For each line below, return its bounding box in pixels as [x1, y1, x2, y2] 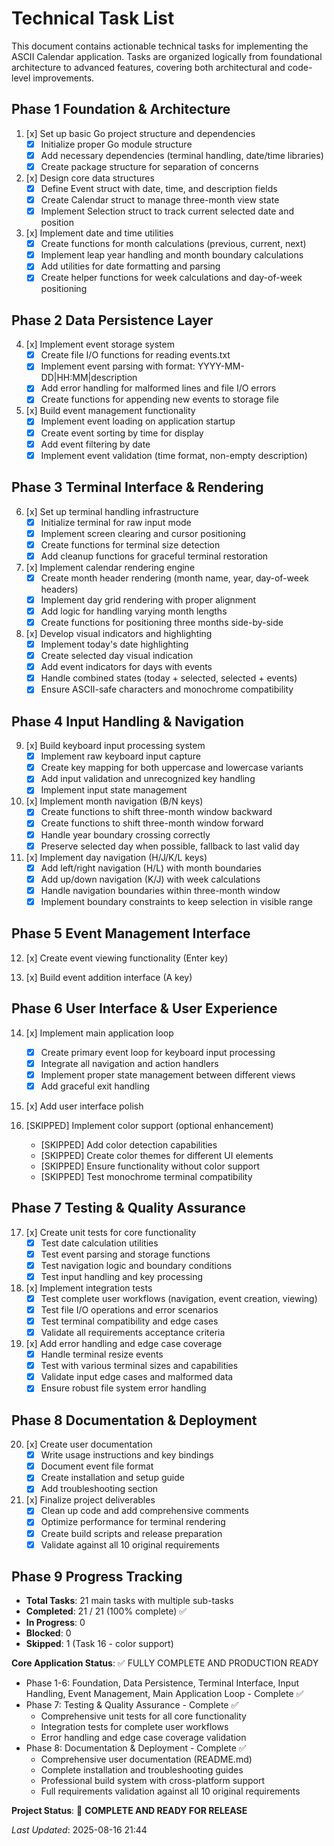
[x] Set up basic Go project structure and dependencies [25, 127, 256, 139]
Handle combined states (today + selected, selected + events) [40, 672, 298, 684]
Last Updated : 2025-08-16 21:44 [11, 1824, 148, 1836]
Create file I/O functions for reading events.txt [40, 349, 231, 361]
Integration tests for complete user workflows [40, 1721, 229, 1733]
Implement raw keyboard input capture [40, 750, 201, 762]
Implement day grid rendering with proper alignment [40, 593, 257, 606]
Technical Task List [11, 7, 175, 30]
